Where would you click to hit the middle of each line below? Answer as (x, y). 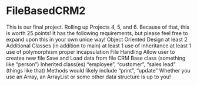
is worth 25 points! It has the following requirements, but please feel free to (97, 33)
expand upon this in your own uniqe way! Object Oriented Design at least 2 (97, 39)
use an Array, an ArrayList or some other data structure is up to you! (89, 77)
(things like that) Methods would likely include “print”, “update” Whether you (98, 70)
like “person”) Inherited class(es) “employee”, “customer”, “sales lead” (91, 64)
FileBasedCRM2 (46, 11)
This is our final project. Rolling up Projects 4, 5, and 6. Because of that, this (98, 27)
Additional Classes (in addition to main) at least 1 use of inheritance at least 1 (99, 46)
